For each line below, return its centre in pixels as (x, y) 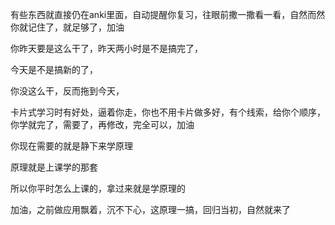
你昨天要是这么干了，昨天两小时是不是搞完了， (106, 48)
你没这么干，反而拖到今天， (67, 91)
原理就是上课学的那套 (54, 167)
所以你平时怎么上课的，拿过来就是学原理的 (98, 188)
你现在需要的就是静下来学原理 (71, 146)
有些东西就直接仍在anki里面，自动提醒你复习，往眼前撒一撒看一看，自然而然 (168, 14)
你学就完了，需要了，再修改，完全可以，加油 (102, 124)
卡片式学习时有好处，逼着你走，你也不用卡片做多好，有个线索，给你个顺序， (168, 112)
